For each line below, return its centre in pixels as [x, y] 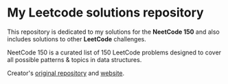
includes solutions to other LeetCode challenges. [77, 39]
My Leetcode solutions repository [105, 13]
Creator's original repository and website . [66, 73]
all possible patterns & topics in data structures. [75, 59]
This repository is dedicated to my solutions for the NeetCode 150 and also [113, 32]
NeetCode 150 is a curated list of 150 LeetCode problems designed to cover [114, 52]
